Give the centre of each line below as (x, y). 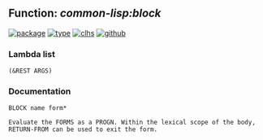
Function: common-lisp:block (85, 13)
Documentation (40, 91)
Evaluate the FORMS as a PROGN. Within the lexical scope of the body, (132, 122)
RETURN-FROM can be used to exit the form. (83, 129)
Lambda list (32, 54)
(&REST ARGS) (30, 71)
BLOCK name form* (38, 108)
